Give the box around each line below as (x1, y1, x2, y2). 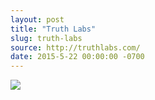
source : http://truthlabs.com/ (10, 42, 141, 53)
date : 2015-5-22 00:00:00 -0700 (10, 52, 145, 62)
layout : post (10, 14, 65, 25)
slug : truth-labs (10, 33, 83, 43)
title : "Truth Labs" (10, 24, 97, 34)
